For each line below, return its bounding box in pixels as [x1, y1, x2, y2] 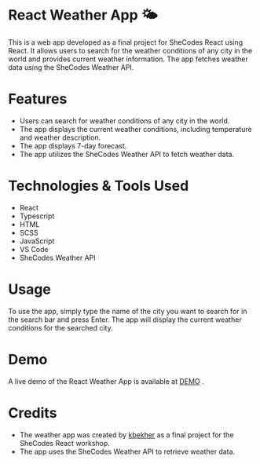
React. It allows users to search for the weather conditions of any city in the [8, 46, 253, 55]
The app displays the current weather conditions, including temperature [19, 124, 253, 133]
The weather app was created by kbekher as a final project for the [19, 429, 234, 440]
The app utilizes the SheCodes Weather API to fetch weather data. [19, 149, 234, 159]
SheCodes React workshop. [19, 438, 110, 448]
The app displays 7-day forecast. [19, 141, 127, 150]
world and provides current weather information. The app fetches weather [8, 54, 249, 64]
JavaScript [19, 236, 55, 246]
